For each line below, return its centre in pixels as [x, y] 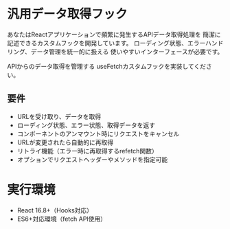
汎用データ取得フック [68, 14]
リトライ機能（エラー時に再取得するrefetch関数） [87, 151]
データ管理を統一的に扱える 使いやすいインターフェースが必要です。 [127, 52]
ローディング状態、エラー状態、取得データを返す [86, 125]
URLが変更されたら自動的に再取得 [65, 142]
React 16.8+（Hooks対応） [55, 210]
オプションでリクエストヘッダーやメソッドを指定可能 [92, 160]
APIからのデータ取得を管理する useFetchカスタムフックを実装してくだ [107, 66]
